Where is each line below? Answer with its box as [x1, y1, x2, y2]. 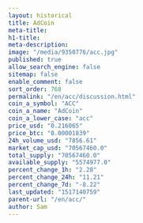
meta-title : [8, 26, 47, 34]
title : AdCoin [8, 19, 55, 27]
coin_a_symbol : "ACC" [8, 100, 80, 108]
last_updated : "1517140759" [8, 187, 101, 196]
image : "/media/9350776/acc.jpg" [8, 48, 119, 56]
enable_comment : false [8, 77, 83, 85]
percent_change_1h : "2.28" [8, 166, 97, 174]
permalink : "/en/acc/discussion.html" [8, 93, 136, 100]
